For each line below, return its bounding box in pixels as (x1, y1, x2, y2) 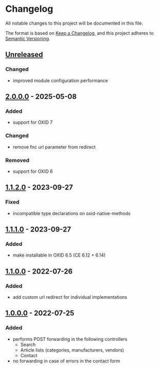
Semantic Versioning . (5, 35, 50, 42)
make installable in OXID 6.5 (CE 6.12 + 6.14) (12, 252, 106, 258)
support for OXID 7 (12, 119, 53, 126)
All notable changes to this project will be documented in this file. (5, 20, 144, 26)
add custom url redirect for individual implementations (12, 294, 127, 300)
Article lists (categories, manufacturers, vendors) (20, 347, 124, 353)
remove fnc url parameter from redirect (12, 144, 96, 150)
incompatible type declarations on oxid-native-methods (12, 210, 131, 216)
